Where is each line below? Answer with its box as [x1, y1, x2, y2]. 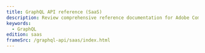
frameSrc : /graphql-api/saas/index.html [6, 37, 111, 43]
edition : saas [6, 32, 43, 38]
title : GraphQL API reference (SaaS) [6, 9, 103, 15]
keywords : [6, 20, 32, 26]
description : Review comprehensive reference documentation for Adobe [6, 15, 190, 21]
